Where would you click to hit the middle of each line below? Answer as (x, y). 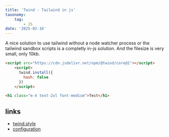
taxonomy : (16, 15)
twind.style (24, 124)
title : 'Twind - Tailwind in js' (40, 10)
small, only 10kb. (23, 54)
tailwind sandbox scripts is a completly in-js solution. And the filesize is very (85, 49)
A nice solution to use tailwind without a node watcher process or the (77, 43)
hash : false (36, 77)
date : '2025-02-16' (26, 29)
